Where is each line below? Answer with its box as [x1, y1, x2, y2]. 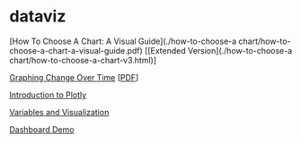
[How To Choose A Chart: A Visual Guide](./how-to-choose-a [9, 36, 237, 46]
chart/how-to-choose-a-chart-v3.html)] [9, 55, 157, 65]
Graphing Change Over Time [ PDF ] [9, 71, 139, 82]
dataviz [9, 6, 66, 27]
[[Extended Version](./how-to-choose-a [145, 45, 293, 55]
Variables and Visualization [9, 106, 110, 117]
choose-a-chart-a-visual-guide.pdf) [9, 45, 144, 55]
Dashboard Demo [9, 123, 75, 135]
